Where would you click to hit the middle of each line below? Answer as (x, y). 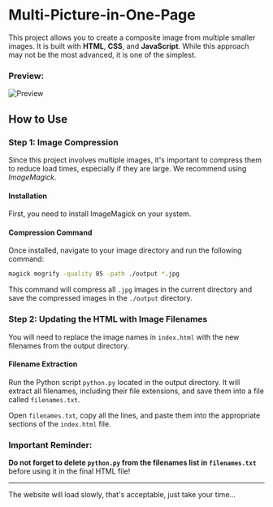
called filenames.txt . (44, 399)
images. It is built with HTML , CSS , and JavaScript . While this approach (129, 45)
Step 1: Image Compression (64, 142)
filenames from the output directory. (69, 345)
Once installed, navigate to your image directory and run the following (125, 250)
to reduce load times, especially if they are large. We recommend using (128, 168)
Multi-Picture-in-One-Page (102, 15)
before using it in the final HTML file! (69, 471)
